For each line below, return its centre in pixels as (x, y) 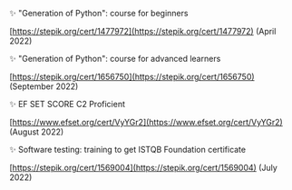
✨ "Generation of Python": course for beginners (99, 13)
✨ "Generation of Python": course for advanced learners (115, 59)
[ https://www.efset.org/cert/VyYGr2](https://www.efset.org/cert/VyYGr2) (146, 122)
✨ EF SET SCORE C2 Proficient (67, 104)
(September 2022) (44, 86)
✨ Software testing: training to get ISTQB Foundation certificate (128, 150)
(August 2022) (37, 132)
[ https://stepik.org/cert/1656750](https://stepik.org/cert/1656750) (132, 77)
